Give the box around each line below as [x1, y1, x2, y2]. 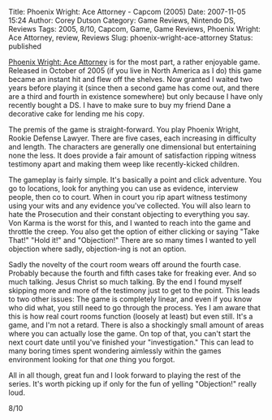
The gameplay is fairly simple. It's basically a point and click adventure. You [8, 175, 262, 184]
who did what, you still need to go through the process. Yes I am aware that [8, 303, 261, 312]
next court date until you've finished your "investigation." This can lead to [8, 337, 254, 347]
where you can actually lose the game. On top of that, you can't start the [8, 329, 251, 338]
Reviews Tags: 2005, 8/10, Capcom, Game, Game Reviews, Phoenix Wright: [8, 24, 261, 33]
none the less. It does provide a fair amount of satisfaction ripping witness [8, 150, 257, 160]
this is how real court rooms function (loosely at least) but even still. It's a [8, 312, 253, 321]
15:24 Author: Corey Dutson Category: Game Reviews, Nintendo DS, [8, 15, 236, 25]
